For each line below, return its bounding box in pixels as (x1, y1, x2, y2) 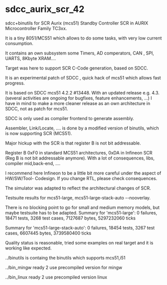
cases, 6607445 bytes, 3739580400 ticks (5, 230, 91, 236)
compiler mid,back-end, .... (5, 160, 61, 166)
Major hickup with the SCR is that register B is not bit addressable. (5, 140, 141, 146)
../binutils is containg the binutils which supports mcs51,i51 (5, 254, 126, 260)
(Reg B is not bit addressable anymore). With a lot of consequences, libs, (5, 155, 155, 161)
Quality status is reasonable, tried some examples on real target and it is (5, 239, 154, 245)
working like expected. (5, 245, 52, 251)
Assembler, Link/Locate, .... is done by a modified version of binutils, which (5, 125, 160, 131)
